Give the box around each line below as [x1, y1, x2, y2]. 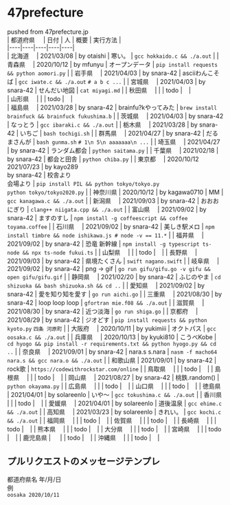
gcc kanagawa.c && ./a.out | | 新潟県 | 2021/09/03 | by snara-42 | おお [7, 196, 214, 204]
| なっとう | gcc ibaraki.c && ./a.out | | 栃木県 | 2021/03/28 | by [7, 120, 198, 129]
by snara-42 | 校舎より [7, 171, 72, 179]
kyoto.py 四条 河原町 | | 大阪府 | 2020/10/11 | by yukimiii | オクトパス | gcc [7, 324, 216, 332]
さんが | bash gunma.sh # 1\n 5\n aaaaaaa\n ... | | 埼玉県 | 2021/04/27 [12, 138, 220, 146]
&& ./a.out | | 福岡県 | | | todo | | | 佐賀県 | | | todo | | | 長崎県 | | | [7, 416, 217, 425]
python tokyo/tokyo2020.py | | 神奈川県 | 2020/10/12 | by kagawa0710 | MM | [7, 188, 224, 196]
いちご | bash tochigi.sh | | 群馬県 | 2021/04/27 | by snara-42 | [20, 129, 205, 137]
